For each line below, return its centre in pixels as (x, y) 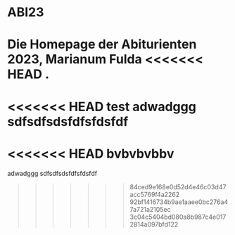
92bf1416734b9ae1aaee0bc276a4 (179, 202)
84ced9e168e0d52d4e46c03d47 (178, 186)
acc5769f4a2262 (155, 194)
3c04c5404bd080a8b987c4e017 (178, 217)
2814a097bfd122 (154, 224)
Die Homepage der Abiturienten (102, 45)
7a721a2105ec (150, 209)
